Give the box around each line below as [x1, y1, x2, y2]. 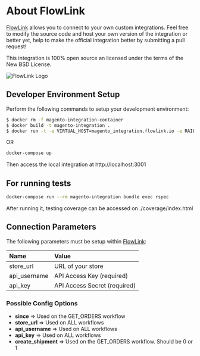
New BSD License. [6, 61, 52, 68]
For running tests [6, 178, 71, 188]
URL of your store [54, 262, 104, 270]
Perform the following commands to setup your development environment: [6, 105, 189, 113]
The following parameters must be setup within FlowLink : [6, 238, 147, 245]
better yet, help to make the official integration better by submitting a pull [6, 36, 185, 43]
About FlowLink [6, 4, 85, 18]
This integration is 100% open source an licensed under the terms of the [6, 54, 183, 61]
